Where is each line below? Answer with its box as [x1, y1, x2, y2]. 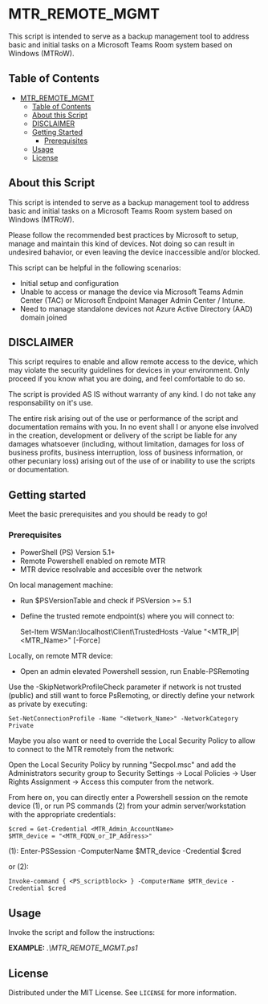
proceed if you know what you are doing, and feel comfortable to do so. [8, 374, 246, 384]
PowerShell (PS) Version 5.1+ [19, 548, 116, 557]
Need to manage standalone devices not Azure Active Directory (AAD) [19, 304, 253, 313]
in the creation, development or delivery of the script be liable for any [8, 431, 238, 440]
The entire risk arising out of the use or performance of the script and [8, 414, 238, 423]
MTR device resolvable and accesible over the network [19, 565, 202, 574]
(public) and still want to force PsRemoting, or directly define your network [8, 691, 255, 700]
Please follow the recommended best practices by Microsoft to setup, [8, 230, 239, 239]
